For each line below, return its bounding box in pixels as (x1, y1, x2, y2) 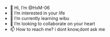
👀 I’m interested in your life (9, 10, 65, 16)
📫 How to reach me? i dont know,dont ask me (9, 26, 105, 32)
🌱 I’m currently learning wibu (9, 15, 69, 21)
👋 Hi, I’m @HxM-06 (9, 5, 50, 10)
